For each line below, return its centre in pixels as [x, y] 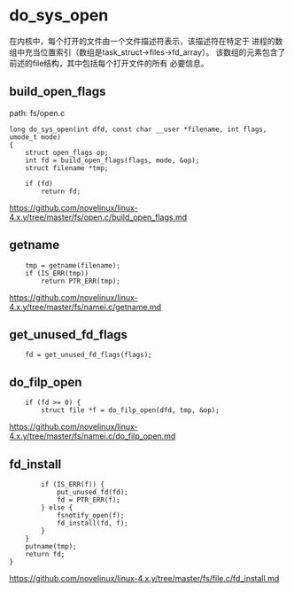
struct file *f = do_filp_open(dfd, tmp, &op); [130, 410]
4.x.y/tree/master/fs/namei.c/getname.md [85, 307]
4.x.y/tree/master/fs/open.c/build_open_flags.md [98, 217]
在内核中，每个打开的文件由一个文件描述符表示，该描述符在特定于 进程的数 [146, 41]
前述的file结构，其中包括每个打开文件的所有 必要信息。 [109, 63]
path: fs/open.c [37, 113]
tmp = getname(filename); [73, 265]
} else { [57, 508]
